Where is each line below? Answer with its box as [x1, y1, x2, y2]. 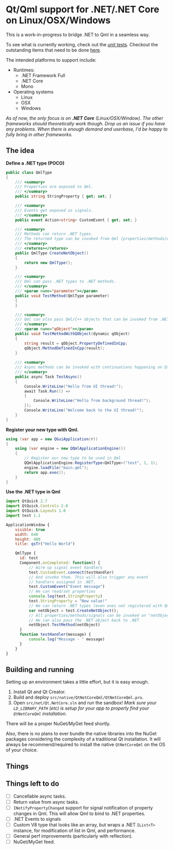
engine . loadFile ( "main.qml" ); [24, 465, 89, 470]
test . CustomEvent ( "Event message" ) [28, 584, 105, 589]
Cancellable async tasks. [13, 793, 66, 799]
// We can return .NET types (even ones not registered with [28, 603, 162, 608]
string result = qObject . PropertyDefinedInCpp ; [24, 341, 128, 346]
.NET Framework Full [21, 72, 66, 78]
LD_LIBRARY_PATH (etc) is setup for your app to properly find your [13, 705, 149, 711]
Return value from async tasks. [13, 799, 79, 805]
